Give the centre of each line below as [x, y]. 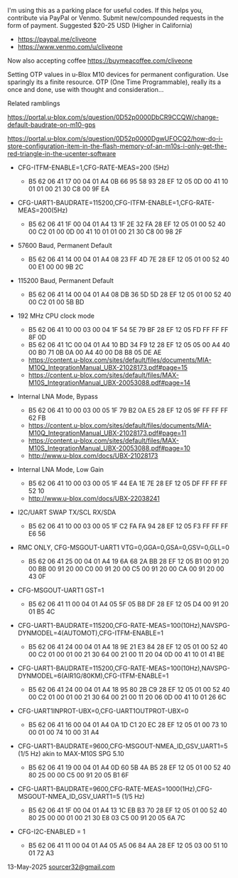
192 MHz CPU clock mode [56, 316]
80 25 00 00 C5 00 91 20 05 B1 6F [79, 775]
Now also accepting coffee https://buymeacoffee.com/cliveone [100, 61]
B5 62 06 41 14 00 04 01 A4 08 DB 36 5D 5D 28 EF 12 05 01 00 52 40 [130, 294]
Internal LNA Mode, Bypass [58, 396]
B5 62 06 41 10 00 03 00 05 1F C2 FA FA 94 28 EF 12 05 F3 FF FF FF [128, 526]
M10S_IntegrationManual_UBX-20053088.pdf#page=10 [109, 448]
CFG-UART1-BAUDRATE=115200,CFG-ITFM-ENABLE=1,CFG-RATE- [116, 203]
